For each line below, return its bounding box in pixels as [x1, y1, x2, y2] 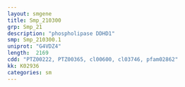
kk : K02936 [7, 62, 40, 69]
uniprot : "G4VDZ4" [7, 43, 61, 50]
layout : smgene [7, 10, 52, 18]
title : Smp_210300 [7, 17, 61, 24]
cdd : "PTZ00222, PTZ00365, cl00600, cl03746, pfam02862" [7, 56, 179, 63]
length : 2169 [7, 50, 49, 57]
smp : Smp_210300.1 [7, 36, 61, 43]
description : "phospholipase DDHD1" [7, 29, 115, 37]
